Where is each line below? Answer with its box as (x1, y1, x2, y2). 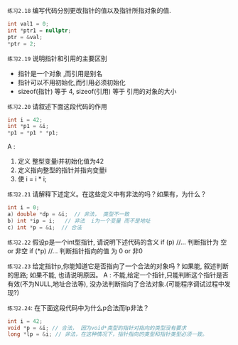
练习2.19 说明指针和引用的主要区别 (7, 54, 108, 63)
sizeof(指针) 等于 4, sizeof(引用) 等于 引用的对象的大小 (17, 87, 177, 95)
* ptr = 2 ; (7, 40, 37, 48)
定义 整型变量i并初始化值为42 (17, 157, 104, 166)
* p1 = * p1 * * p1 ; (7, 129, 59, 137)
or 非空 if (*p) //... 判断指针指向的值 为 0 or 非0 (7, 246, 144, 255)
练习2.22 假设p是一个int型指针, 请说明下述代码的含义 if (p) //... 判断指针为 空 (7, 238, 227, 246)
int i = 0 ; (7, 204, 40, 211)
